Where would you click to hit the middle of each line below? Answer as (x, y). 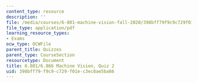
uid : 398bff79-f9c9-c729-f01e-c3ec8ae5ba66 (60, 71)
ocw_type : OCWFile (29, 44)
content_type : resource (35, 11)
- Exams (16, 39)
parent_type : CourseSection (41, 55)
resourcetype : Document (35, 60)
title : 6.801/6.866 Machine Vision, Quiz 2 (60, 66)
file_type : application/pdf (41, 28)
